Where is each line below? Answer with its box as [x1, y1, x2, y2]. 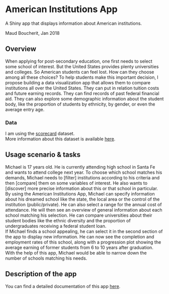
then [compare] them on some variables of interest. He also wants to [5, 180, 147, 186]
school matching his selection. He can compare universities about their [5, 212, 152, 218]
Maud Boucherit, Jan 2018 [5, 30, 60, 36]
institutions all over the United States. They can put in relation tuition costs [5, 85, 159, 91]
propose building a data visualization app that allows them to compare [5, 79, 151, 85]
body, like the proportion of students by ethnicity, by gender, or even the [5, 101, 155, 107]
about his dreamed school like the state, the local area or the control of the [5, 196, 160, 202]
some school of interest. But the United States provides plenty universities [5, 63, 159, 69]
